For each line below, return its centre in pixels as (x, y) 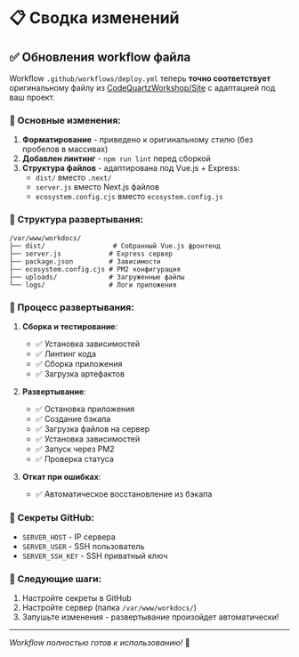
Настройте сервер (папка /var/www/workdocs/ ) (109, 608)
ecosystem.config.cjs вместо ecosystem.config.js (129, 197)
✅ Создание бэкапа (73, 418)
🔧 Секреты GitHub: (52, 517)
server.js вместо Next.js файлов (97, 187)
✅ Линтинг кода (65, 353)
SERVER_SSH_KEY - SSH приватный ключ (95, 556)
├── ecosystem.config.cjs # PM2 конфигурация (95, 269)
